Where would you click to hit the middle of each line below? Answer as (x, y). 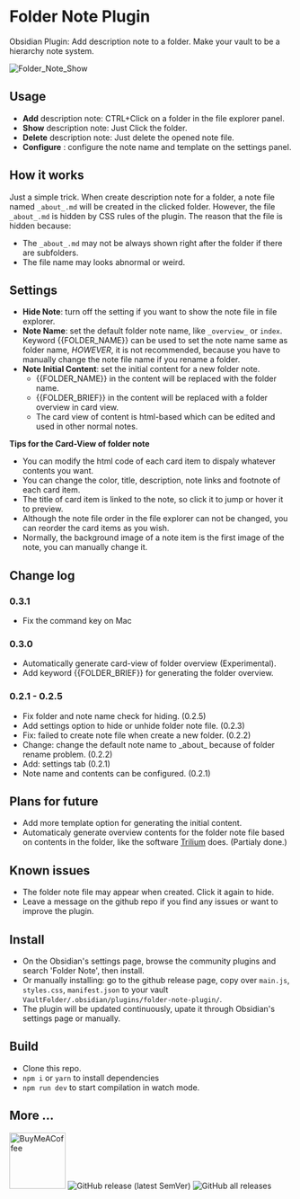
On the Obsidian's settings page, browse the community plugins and (149, 961)
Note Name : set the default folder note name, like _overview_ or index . (152, 331)
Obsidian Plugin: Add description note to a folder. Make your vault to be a (145, 41)
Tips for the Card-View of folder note (79, 444)
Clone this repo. (52, 1068)
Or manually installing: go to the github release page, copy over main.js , (156, 981)
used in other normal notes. (87, 426)
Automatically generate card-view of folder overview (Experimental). (149, 663)
